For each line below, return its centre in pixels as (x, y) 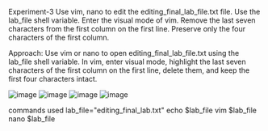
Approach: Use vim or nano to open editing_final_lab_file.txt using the (124, 53)
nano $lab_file (32, 119)
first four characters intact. (53, 79)
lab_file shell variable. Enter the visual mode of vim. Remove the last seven (132, 20)
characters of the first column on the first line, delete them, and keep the (129, 70)
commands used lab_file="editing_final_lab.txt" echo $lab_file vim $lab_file (132, 110)
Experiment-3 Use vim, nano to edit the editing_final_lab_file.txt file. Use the (134, 12)
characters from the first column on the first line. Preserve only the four (127, 29)
